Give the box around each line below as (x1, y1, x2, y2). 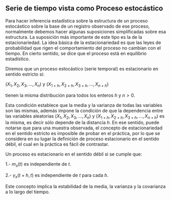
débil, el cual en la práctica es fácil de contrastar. (5, 141, 109, 147)
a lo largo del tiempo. (5, 189, 50, 195)
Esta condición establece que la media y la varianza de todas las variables (5, 102, 163, 108)
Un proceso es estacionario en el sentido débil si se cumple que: (5, 151, 142, 158)
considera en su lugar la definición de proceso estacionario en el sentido (5, 136, 159, 142)
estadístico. (5, 56, 30, 62)
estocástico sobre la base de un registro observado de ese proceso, (5, 23, 150, 29)
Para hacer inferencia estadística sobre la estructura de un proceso (5, 17, 148, 24)
